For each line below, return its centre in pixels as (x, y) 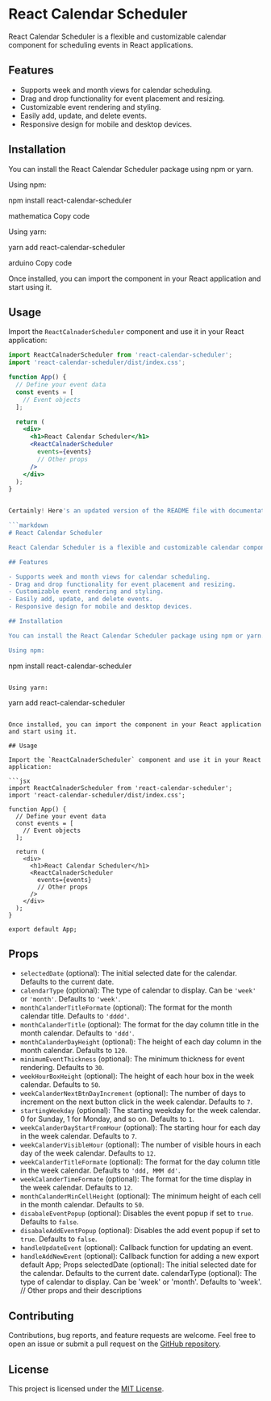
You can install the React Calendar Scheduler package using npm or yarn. (131, 169)
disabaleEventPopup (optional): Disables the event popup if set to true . (137, 1213)
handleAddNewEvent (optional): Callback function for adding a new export (140, 1257)
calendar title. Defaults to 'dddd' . (75, 1016)
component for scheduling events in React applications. (101, 44)
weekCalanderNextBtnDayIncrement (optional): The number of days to (133, 1094)
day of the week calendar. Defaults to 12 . (88, 1153)
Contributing (41, 1316)
